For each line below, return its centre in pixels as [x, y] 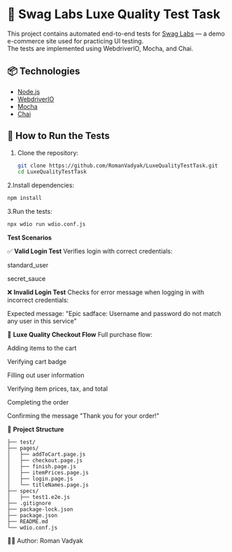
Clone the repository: [48, 152]
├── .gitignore [29, 503]
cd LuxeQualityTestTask [52, 172]
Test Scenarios [30, 238]
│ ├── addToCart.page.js [46, 455]
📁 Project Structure [36, 430]
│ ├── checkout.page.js [45, 460]
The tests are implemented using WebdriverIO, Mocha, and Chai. [100, 48]
